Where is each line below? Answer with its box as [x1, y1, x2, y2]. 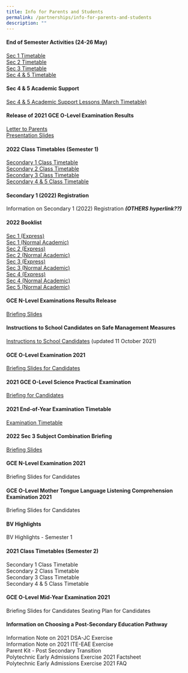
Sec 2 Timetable [6, 58, 47, 65]
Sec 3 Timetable [6, 64, 47, 72]
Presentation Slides [6, 132, 54, 139]
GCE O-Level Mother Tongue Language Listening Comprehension [6, 487, 173, 494]
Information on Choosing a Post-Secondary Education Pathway [6, 621, 168, 628]
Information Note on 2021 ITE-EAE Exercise [6, 641, 114, 648]
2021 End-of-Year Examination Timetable [6, 406, 112, 412]
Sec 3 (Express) [6, 258, 46, 265]
